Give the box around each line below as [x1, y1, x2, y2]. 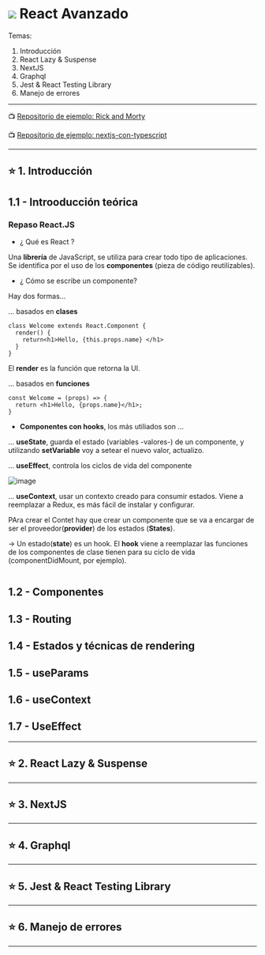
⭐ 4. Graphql [8, 839, 71, 852]
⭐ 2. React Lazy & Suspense [8, 757, 148, 771]
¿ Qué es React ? [19, 237, 75, 247]
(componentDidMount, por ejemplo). [8, 556, 127, 565]
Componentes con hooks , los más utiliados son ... [19, 422, 184, 432]
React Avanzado [19, 5, 129, 23]
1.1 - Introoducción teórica [8, 195, 139, 209]
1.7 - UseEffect [8, 720, 81, 734]
